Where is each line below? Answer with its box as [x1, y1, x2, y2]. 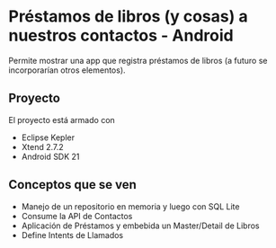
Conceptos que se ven [8, 177, 137, 192]
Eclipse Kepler [21, 132, 76, 143]
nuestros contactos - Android [8, 25, 235, 46]
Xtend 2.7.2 [21, 141, 64, 152]
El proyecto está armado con [8, 114, 116, 125]
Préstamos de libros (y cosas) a [8, 6, 248, 27]
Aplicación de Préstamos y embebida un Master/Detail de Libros [21, 220, 260, 231]
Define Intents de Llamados [21, 229, 124, 240]
